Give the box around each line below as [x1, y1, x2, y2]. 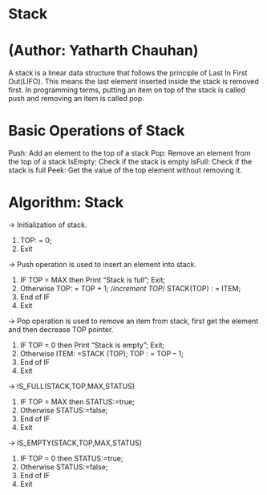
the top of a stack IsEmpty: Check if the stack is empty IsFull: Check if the [8, 157, 253, 167]
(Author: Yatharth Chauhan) [8, 42, 199, 60]
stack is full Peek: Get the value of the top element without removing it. [8, 165, 243, 175]
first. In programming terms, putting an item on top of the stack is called [8, 85, 246, 95]
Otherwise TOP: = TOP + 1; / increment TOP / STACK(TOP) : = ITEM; [19, 284, 241, 293]
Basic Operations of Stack [8, 122, 185, 140]
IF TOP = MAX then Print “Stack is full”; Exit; [19, 275, 166, 285]
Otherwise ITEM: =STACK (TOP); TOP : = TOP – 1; [19, 349, 184, 358]
